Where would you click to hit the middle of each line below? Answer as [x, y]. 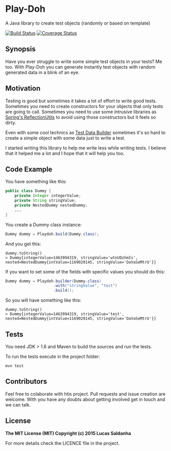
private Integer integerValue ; [48, 196]
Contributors [26, 382]
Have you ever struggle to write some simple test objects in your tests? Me [84, 61]
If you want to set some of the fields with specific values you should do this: [85, 271]
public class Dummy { [28, 191]
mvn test [15, 366]
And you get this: [23, 244]
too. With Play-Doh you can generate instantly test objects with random [80, 67]
